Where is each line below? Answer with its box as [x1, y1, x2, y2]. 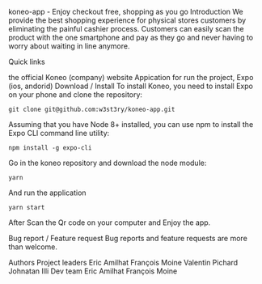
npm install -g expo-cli [8, 144, 92, 152]
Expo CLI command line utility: [8, 129, 110, 138]
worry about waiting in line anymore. [8, 41, 130, 51]
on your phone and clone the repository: [8, 90, 143, 100]
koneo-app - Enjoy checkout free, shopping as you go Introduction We [8, 7, 244, 16]
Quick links [8, 57, 46, 66]
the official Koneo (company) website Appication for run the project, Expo [8, 73, 254, 82]
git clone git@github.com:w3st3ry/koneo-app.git [8, 105, 175, 113]
